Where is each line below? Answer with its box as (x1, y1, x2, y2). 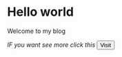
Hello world (7, 4, 74, 20)
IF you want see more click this (7, 41, 96, 49)
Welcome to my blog (7, 27, 65, 35)
